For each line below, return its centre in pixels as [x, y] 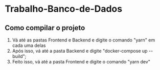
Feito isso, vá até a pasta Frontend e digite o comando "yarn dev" [81, 62]
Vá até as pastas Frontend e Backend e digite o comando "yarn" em [84, 40]
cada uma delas [29, 45]
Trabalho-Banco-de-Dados [64, 9]
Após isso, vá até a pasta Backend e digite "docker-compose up [80, 51]
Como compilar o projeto [45, 28]
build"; [19, 56]
